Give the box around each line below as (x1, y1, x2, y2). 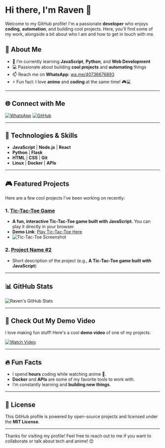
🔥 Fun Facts (5, 358, 42, 366)
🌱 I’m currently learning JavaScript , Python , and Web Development (12, 59, 151, 64)
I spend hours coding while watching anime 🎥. (12, 371, 107, 377)
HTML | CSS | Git (12, 155, 48, 161)
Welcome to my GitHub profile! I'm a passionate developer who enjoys (5, 21, 148, 27)
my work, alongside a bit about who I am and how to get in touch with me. (5, 31, 155, 37)
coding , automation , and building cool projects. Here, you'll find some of (5, 26, 153, 31)
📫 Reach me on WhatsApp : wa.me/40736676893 (12, 71, 114, 77)
